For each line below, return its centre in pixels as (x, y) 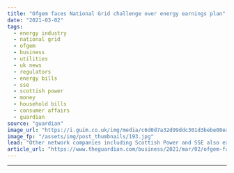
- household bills (40, 104)
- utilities (31, 59)
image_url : (23, 130)
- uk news (28, 65)
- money (25, 98)
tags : (15, 26)
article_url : (26, 149)
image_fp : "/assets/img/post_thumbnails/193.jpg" (81, 136)
